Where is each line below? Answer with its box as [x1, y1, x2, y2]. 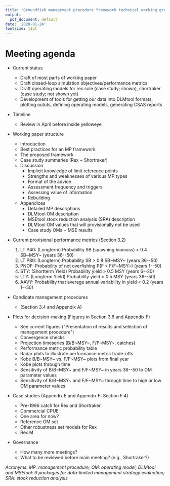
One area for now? [20, 414, 59, 420]
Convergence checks [20, 334, 65, 341]
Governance [12, 439, 39, 445]
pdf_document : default [10, 17, 58, 22]
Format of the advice [27, 178, 72, 185]
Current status [12, 65, 43, 71]
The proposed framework [20, 152, 74, 158]
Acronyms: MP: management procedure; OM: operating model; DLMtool [5, 464, 156, 470]
